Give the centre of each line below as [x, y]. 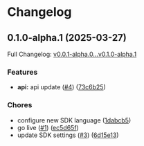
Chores [20, 105]
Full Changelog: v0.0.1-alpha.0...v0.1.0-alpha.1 [72, 54]
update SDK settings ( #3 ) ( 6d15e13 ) [68, 135]
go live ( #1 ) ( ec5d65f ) [48, 127]
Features [22, 72]
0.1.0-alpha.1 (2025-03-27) [67, 38]
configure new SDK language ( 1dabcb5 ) [74, 120]
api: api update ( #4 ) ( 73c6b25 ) [61, 87]
